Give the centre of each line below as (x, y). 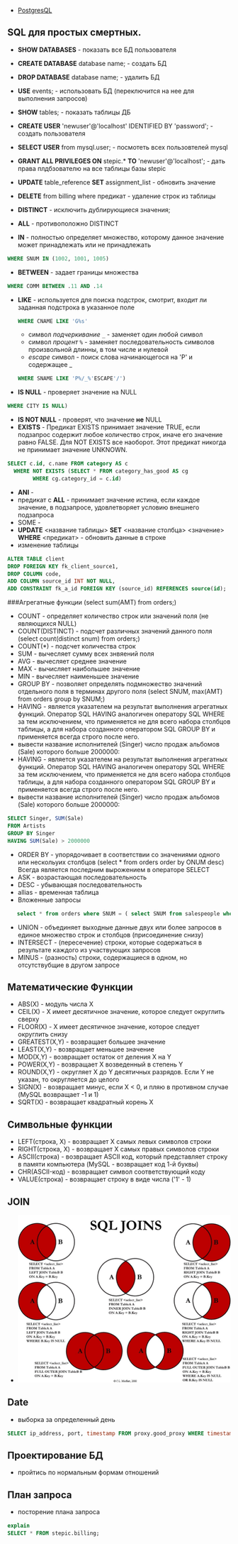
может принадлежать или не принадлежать (84, 245)
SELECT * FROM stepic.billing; (53, 1533)
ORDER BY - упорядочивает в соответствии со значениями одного (119, 854)
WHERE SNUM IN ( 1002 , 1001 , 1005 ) (58, 258)
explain (19, 1526)
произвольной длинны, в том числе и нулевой (98, 350)
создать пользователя (51, 133)
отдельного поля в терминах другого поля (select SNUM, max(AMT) (120, 692)
